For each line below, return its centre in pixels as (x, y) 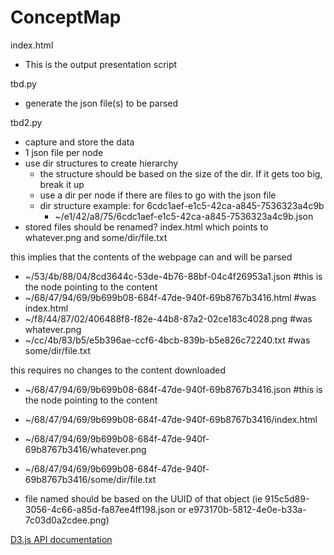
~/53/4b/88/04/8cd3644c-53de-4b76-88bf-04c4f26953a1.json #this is (173, 276)
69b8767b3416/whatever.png (85, 449)
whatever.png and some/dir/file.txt (96, 237)
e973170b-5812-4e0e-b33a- (247, 509)
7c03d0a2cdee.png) (67, 520)
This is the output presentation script (101, 64)
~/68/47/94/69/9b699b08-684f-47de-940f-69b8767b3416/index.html (171, 419)
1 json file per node (64, 152)
